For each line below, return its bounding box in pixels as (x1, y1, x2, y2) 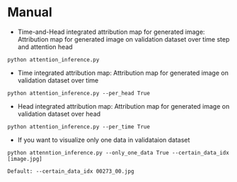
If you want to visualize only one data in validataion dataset (17, 135, 190, 144)
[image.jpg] (7, 155, 42, 162)
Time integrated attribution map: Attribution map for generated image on (17, 68, 229, 77)
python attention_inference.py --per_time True (7, 123, 151, 131)
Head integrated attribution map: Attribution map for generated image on (17, 102, 230, 110)
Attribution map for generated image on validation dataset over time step (17, 35, 230, 43)
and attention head (17, 42, 73, 51)
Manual (7, 4, 53, 20)
